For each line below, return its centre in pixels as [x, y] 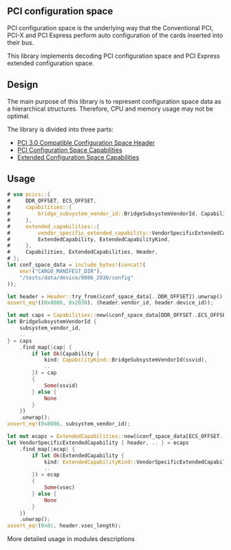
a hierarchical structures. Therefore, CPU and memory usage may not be [110, 109]
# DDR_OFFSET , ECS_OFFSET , [52, 201]
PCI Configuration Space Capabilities [69, 150]
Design [23, 85]
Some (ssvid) [61, 385]
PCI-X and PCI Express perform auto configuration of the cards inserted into [115, 35]
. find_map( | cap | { [46, 347]
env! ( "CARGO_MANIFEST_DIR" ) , [61, 271]
